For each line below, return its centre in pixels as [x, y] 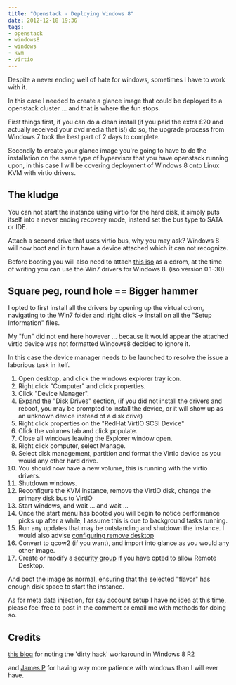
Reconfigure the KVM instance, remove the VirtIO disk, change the [114, 491]
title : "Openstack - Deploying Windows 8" [71, 14]
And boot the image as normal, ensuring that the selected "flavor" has [109, 579]
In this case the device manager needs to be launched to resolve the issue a [118, 358]
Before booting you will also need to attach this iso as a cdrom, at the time [115, 262]
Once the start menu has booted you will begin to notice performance [119, 513]
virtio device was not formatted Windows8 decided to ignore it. [99, 344]
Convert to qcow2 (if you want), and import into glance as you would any [124, 543]
